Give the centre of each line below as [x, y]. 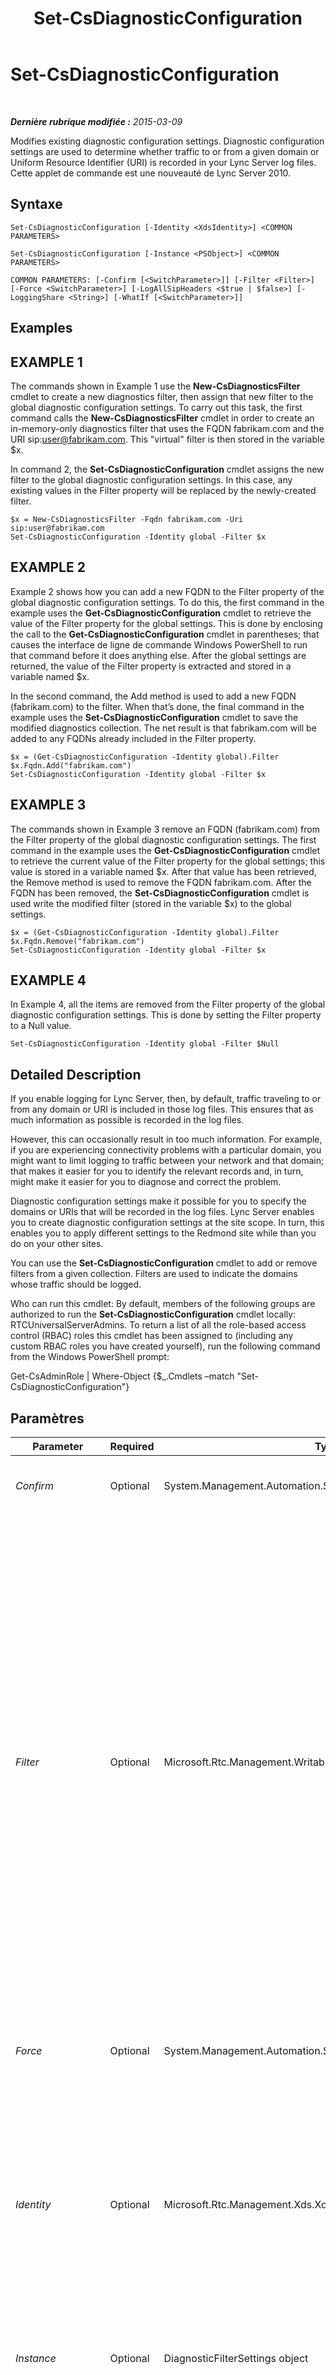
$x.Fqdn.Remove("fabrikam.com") [77, 941]
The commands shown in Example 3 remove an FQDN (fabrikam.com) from [165, 829]
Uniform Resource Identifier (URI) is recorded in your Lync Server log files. [163, 162]
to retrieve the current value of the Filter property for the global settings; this [168, 861]
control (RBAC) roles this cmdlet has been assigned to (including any [152, 1336]
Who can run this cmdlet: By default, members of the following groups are [163, 1304]
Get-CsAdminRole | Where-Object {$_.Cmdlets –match [122, 1376]
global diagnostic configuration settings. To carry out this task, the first [156, 407]
